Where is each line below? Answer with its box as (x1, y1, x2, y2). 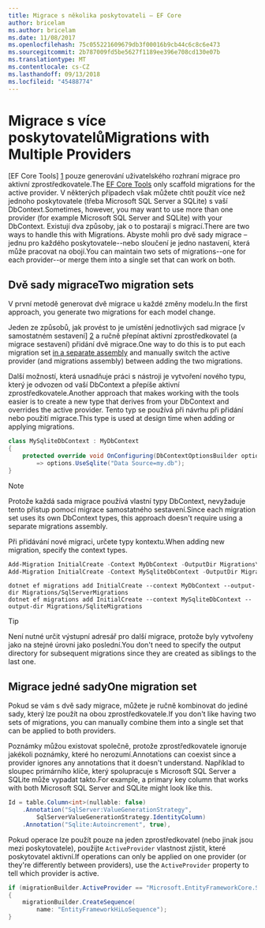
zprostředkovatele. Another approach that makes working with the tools (8, 389, 239, 398)
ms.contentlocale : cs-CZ (8, 63, 90, 71)
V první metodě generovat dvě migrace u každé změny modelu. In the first (8, 299, 248, 309)
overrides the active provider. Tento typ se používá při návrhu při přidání (8, 405, 244, 415)
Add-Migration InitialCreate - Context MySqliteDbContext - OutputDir (8, 568, 238, 576)
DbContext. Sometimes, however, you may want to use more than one (8, 205, 233, 214)
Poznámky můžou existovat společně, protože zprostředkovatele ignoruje (8, 742, 247, 751)
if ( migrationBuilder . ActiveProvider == (8, 884, 144, 892)
